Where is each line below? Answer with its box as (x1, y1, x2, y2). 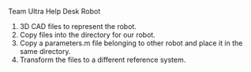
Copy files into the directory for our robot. (19, 31, 155, 39)
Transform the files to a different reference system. (19, 55, 186, 64)
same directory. (19, 47, 71, 56)
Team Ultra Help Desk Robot (8, 7, 101, 16)
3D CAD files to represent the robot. (19, 22, 137, 31)
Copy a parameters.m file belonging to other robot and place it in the (19, 38, 243, 48)
